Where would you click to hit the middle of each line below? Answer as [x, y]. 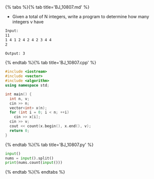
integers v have [28, 22]
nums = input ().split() [30, 158]
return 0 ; [19, 130]
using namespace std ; [27, 85]
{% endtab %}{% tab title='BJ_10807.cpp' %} [51, 63]
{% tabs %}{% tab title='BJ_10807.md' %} [47, 7]
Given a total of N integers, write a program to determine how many [80, 16]
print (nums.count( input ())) [34, 163]
